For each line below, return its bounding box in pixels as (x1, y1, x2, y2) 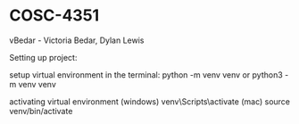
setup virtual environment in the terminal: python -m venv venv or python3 (9, 69, 283, 80)
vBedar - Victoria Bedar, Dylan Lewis (9, 35, 145, 45)
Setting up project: (9, 52, 78, 62)
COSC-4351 (9, 5, 100, 26)
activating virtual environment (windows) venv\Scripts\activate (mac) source (9, 95, 291, 107)
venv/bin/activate (9, 105, 73, 116)
